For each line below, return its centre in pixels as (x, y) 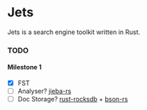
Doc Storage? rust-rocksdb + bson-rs (73, 99)
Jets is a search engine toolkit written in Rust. (74, 32)
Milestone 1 (24, 67)
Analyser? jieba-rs (44, 91)
